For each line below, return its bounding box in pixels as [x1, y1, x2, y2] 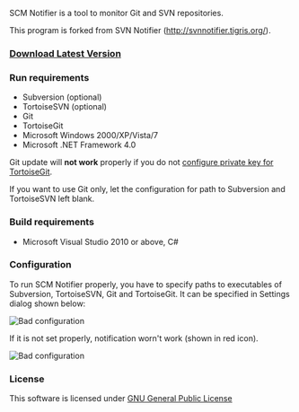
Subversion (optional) [22, 92, 102, 102]
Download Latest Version [9, 47, 121, 59]
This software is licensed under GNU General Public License [9, 393, 233, 404]
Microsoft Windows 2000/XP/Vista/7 [22, 130, 159, 141]
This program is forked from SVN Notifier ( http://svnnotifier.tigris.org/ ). [9, 25, 271, 35]
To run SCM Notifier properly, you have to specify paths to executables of [9, 278, 283, 290]
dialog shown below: [9, 298, 86, 309]
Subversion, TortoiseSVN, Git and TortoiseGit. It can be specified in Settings [9, 288, 290, 299]
